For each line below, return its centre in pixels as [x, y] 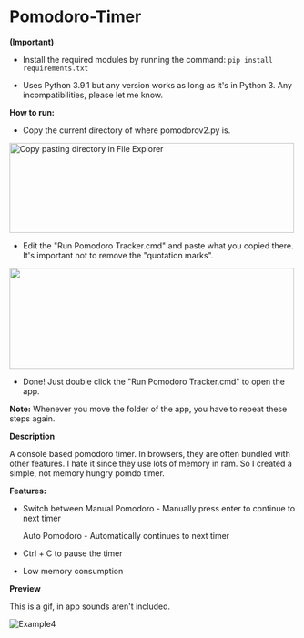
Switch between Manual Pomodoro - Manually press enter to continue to [159, 508]
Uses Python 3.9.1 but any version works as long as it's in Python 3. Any [157, 85]
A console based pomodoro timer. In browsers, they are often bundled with [150, 453]
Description [32, 436]
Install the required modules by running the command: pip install [147, 59]
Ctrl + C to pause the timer [72, 553]
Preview [25, 588]
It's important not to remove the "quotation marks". [118, 255]
